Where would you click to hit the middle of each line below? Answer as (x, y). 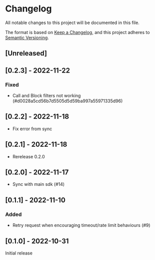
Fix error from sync (32, 129)
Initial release (19, 253)
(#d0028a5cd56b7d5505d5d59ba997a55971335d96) (67, 101)
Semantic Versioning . (27, 38)
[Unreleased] (26, 53)
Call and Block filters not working (46, 96)
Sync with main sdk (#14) (38, 184)
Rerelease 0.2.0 (28, 156)
